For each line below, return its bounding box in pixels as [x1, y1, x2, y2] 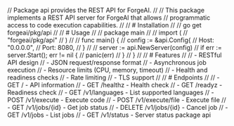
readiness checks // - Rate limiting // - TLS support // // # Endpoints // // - [7, 73, 220, 82]
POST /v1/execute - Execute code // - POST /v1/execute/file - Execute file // [7, 96, 226, 104]
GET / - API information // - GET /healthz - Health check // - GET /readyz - [7, 81, 223, 89]
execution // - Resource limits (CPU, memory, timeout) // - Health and [7, 66, 208, 74]
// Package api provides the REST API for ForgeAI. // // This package [7, 6, 205, 14]
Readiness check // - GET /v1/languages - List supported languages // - [7, 88, 214, 96]
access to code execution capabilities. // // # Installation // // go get [7, 21, 202, 29]
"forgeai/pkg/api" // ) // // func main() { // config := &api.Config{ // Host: [7, 36, 214, 44]
